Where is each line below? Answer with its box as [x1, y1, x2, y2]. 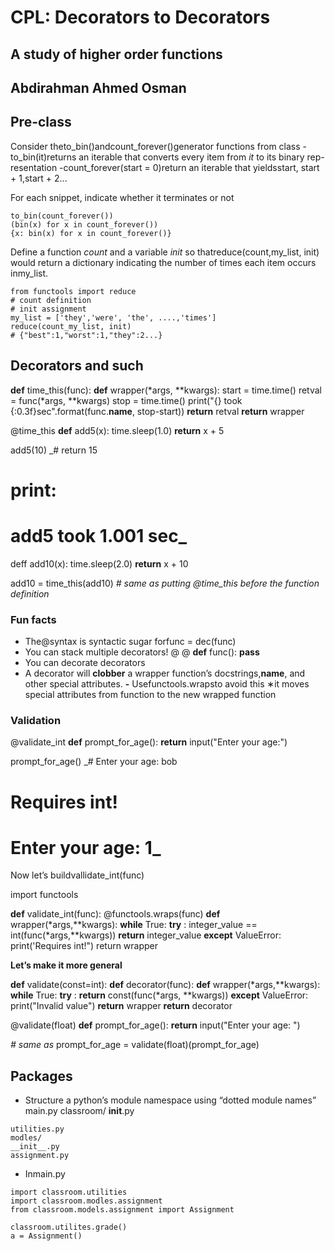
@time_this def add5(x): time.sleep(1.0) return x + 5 [10, 424, 225, 436]
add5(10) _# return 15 [10, 444, 98, 456]
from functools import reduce [10, 286, 137, 296]
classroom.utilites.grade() [10, 1222, 128, 1233]
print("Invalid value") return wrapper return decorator [10, 1000, 233, 1012]
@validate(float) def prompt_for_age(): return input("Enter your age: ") [10, 1019, 301, 1031]
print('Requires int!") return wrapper [10, 940, 159, 952]
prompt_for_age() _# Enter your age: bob [10, 756, 178, 768]
